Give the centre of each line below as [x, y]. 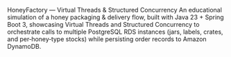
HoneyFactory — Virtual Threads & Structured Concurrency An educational [114, 10]
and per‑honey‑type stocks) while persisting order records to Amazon [107, 39]
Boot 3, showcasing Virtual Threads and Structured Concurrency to [103, 24]
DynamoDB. [24, 46]
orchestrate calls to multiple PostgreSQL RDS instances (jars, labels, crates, [115, 32]
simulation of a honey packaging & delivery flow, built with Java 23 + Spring [115, 17]
